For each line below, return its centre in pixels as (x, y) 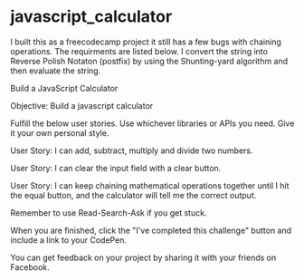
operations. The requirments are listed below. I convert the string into (139, 51)
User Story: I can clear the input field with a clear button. (116, 168)
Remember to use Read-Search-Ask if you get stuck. (109, 212)
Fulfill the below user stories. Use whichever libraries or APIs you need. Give (152, 123)
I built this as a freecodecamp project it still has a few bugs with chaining (146, 42)
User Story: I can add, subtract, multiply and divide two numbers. (132, 150)
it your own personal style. (60, 132)
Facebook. (30, 267)
